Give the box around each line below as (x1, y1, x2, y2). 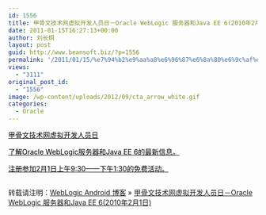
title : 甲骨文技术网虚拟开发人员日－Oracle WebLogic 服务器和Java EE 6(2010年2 (8, 19, 255, 27)
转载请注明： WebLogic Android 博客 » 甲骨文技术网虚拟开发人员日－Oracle (8, 188, 253, 197)
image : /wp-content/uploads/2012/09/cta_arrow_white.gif (8, 93, 200, 101)
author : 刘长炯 (8, 33, 55, 42)
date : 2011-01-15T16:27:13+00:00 (8, 26, 119, 34)
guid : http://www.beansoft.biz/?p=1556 (8, 48, 140, 56)
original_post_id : (8, 78, 69, 86)
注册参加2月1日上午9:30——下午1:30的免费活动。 (8, 164, 169, 173)
